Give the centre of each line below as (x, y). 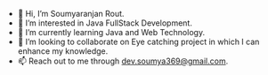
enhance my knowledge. (63, 51)
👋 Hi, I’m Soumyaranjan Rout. (71, 14)
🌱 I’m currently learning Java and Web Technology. (111, 32)
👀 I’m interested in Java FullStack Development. (105, 23)
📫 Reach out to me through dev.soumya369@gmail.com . (123, 61)
